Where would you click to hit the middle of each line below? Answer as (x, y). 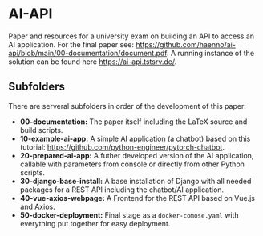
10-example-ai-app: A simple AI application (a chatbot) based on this (135, 138)
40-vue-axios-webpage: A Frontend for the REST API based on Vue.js (137, 198)
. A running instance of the (211, 53)
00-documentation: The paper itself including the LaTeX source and (134, 122)
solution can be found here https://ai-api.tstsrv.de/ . (93, 62)
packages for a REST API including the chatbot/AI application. (122, 190)
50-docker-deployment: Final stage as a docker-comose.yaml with (129, 215)
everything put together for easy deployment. (95, 223)
